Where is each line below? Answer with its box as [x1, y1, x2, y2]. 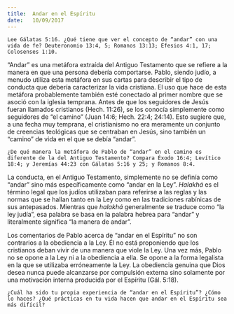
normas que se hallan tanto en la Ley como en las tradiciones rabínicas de [7, 195, 221, 204]
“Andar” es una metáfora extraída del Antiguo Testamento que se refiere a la [7, 60, 228, 69]
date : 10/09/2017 [7, 17, 64, 24]
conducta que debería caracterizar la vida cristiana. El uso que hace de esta [7, 83, 227, 91]
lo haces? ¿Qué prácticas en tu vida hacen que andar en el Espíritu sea [7, 295, 228, 302]
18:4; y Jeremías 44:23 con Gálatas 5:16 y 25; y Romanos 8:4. [7, 160, 196, 168]
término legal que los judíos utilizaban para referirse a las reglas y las [7, 187, 207, 196]
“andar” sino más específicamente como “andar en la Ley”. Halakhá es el [7, 180, 219, 189]
